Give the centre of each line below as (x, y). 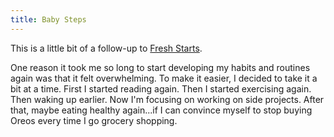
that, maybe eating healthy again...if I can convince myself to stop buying (161, 110)
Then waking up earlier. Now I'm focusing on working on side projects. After (167, 99)
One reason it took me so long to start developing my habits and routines (160, 67)
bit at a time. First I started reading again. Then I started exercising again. (161, 88)
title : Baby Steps (48, 19)
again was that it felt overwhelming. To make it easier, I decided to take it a (164, 78)
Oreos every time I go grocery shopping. (94, 120)
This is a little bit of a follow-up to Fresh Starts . (106, 48)
